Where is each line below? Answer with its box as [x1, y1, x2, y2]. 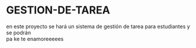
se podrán [6, 29, 31, 36]
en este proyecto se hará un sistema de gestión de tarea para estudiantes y [6, 23, 191, 30]
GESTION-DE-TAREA [6, 4, 111, 17]
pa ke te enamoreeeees [6, 35, 64, 42]
